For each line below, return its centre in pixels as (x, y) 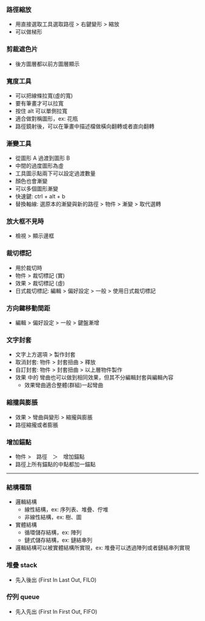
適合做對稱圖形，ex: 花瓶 (46, 118)
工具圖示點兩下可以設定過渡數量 (55, 173)
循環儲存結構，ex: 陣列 (53, 533)
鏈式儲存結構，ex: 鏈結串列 (58, 540)
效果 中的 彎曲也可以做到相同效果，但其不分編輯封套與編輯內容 (94, 377)
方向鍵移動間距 (28, 308)
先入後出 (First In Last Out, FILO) (56, 579)
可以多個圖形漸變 (37, 189)
